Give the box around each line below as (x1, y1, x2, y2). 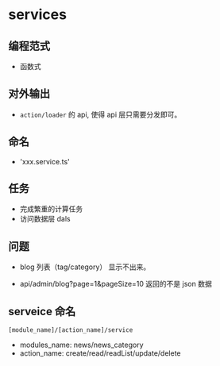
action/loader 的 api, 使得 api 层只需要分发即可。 (19, 110, 182, 119)
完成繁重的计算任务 (19, 204, 83, 214)
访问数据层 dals (19, 214, 71, 224)
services (8, 6, 68, 24)
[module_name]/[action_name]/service (8, 326, 133, 334)
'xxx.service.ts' (19, 156, 70, 166)
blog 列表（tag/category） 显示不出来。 (19, 262, 151, 272)
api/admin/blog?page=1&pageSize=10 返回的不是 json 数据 (19, 279, 212, 289)
